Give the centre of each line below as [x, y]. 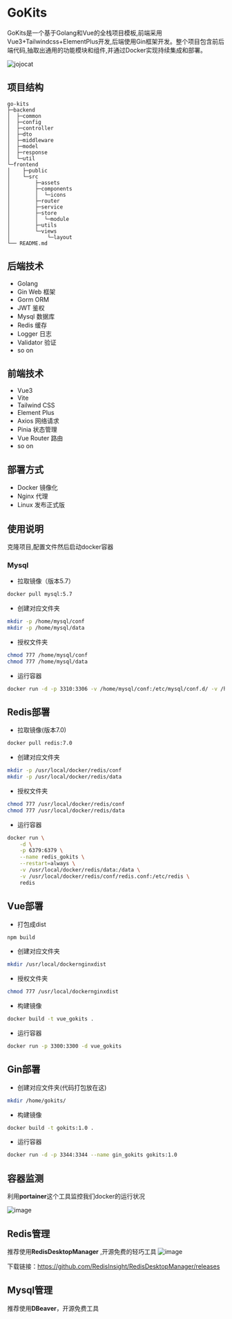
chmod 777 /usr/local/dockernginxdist [63, 992]
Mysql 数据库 [36, 316]
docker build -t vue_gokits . [51, 1019]
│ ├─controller [30, 128]
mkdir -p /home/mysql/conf [46, 621]
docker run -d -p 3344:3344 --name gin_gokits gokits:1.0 [92, 1155]
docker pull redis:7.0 [40, 743]
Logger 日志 [34, 333]
